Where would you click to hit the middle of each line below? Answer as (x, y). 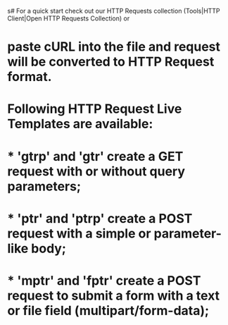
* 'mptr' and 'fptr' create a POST (104, 280)
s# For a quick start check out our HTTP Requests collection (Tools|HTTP (114, 11)
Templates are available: (80, 124)
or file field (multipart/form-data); (108, 311)
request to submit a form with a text (114, 295)
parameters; (44, 186)
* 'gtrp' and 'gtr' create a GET (95, 156)
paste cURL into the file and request (114, 47)
